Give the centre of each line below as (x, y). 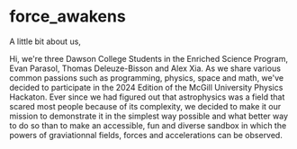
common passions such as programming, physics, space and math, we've (147, 77)
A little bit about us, (45, 41)
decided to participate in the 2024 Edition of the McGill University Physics (146, 87)
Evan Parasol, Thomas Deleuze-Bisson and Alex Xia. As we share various (145, 68)
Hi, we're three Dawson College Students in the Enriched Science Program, (148, 58)
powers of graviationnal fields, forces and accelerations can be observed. (146, 135)
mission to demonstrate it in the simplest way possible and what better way (149, 116)
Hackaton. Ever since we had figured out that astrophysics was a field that (147, 97)
